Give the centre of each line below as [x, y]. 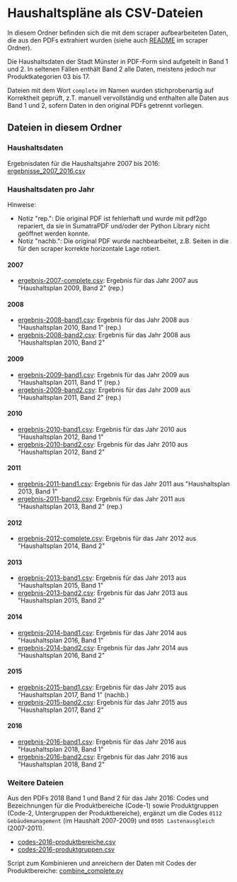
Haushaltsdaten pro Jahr [51, 189]
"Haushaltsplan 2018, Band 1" [60, 749]
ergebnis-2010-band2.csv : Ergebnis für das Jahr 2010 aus [103, 444]
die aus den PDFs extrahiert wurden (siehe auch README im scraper [108, 40]
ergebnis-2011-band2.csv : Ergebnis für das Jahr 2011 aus [101, 498]
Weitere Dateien [36, 783]
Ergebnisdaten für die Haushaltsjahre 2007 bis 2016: [84, 163]
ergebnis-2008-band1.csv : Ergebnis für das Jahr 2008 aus [103, 320]
